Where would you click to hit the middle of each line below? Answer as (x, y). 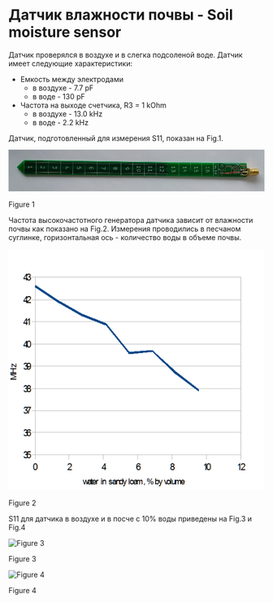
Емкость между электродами (72, 79)
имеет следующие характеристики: (71, 63)
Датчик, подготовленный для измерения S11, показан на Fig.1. (116, 138)
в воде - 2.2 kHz (61, 122)
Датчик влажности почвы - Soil (121, 15)
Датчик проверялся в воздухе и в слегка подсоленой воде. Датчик (126, 55)
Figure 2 (22, 503)
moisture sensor (65, 32)
